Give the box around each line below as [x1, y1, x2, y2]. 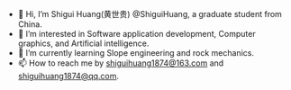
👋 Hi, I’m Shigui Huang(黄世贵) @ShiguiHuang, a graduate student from [17, 9, 282, 19]
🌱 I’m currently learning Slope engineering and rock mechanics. [17, 48, 255, 58]
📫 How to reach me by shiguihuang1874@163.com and [17, 58, 224, 68]
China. [17, 19, 42, 30]
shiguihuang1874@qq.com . [17, 71, 120, 81]
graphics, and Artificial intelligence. [17, 38, 150, 49]
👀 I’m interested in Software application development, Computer [17, 29, 256, 39]
